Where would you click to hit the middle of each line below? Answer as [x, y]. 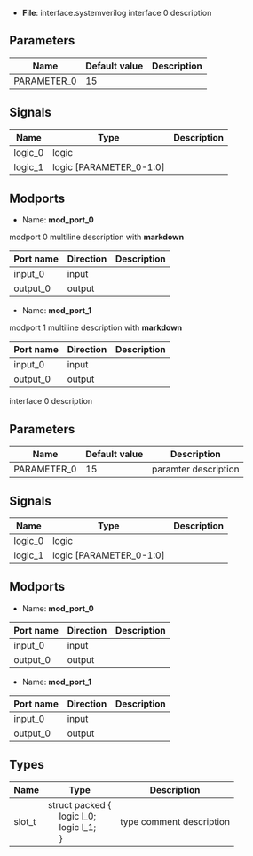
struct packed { [79, 804]
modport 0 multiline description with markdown [97, 237]
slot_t [25, 821]
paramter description [196, 469]
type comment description [175, 821]
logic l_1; [78, 827]
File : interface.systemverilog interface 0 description [117, 13]
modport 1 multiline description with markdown [96, 327]
